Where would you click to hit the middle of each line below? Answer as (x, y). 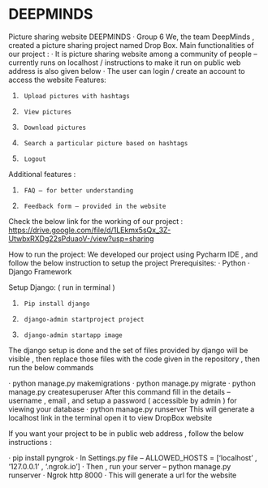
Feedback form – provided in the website (95, 206)
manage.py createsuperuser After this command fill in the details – (120, 391)
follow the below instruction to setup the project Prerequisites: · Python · (129, 263)
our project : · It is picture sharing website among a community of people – (133, 54)
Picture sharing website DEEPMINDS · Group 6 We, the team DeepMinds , (132, 37)
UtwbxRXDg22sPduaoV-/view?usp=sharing (81, 238)
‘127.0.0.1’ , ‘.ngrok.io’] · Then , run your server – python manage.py (120, 466)
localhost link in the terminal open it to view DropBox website (110, 417)
